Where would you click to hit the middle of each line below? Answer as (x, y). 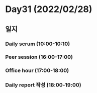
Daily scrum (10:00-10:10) (38, 44)
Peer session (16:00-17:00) (39, 57)
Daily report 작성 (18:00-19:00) (43, 85)
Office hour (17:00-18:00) (37, 70)
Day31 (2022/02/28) (49, 9)
